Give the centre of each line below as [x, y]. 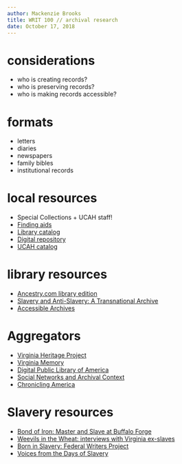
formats [30, 122]
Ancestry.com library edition [57, 294]
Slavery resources [60, 413]
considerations [51, 60]
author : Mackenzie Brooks [44, 13]
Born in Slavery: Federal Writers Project [73, 446]
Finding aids [34, 225]
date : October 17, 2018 [41, 26]
